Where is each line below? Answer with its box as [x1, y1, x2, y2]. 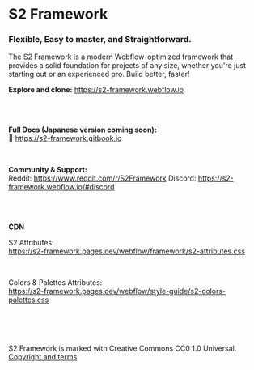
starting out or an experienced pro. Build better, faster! [8, 70, 190, 79]
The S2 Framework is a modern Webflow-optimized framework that [8, 52, 234, 62]
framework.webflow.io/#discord [8, 182, 115, 192]
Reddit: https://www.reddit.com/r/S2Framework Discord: [8, 173, 197, 183]
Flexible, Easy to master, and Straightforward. [8, 34, 192, 45]
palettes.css [8, 295, 49, 304]
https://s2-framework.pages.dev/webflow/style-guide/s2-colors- [8, 287, 226, 296]
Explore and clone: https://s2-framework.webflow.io [8, 85, 184, 95]
